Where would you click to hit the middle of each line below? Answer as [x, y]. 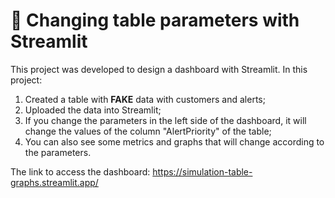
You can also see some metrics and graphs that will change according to [174, 141]
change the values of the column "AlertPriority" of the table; [148, 131]
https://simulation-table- [202, 171]
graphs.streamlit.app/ [54, 182]
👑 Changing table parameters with [155, 20]
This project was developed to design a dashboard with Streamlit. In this [159, 69]
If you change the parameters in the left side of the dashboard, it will [165, 120]
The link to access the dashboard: [80, 171]
